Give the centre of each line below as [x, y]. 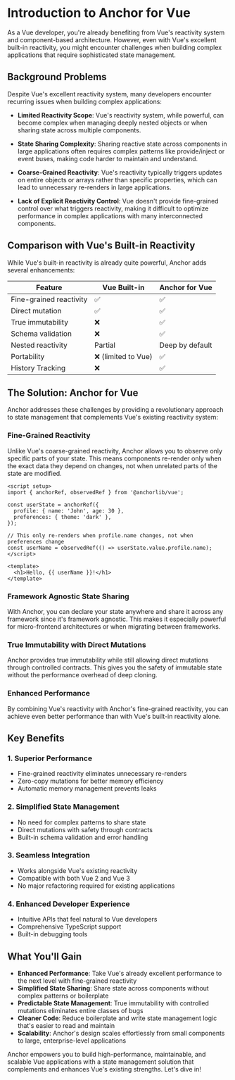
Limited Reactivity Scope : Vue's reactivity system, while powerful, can [121, 115]
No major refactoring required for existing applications [96, 886]
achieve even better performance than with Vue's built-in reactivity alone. [114, 716]
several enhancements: [41, 270]
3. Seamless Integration [49, 855]
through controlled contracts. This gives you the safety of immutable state [115, 667]
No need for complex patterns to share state [82, 822]
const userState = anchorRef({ [53, 505]
